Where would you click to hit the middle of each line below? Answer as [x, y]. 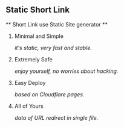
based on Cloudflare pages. [49, 94]
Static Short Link [38, 10]
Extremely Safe [33, 59]
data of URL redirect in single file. [56, 117]
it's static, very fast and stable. [53, 48]
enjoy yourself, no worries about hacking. [66, 71]
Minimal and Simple [39, 36]
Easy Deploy [30, 82]
